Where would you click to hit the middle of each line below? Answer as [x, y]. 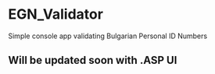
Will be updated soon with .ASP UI [93, 60]
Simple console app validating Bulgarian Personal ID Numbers [108, 36]
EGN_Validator [56, 14]
